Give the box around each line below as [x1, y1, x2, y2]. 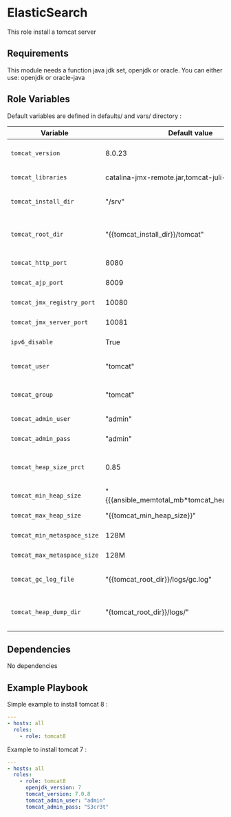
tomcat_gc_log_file [10, 575, 74, 583]
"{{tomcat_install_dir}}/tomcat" [105, 229, 204, 239]
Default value [168, 128, 213, 137]
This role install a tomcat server [7, 28, 96, 36]
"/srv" [105, 197, 125, 206]
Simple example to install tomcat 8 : [7, 700, 108, 709]
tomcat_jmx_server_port [10, 318, 89, 326]
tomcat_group [10, 391, 54, 398]
